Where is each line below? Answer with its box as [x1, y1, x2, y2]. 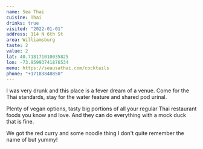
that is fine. [6, 118, 34, 125]
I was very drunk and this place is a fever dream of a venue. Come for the [6, 87, 189, 94]
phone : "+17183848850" [6, 71, 63, 77]
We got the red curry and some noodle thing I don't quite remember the [6, 130, 184, 137]
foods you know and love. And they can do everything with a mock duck [6, 112, 186, 119]
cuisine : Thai [6, 14, 42, 21]
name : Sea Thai [6, 8, 45, 15]
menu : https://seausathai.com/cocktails [6, 65, 110, 71]
